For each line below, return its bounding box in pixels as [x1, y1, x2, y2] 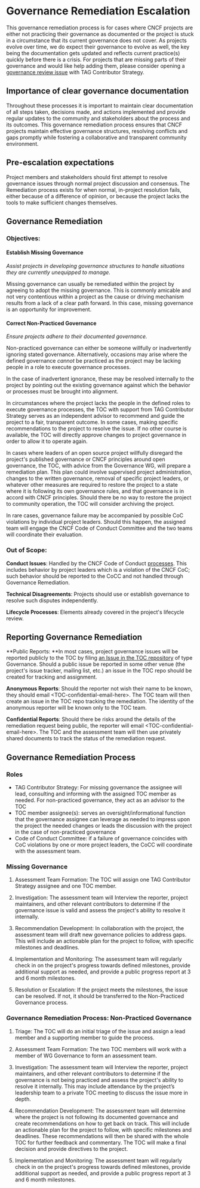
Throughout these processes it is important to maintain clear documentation [6, 102, 193, 109]
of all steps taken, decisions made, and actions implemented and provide [6, 108, 186, 115]
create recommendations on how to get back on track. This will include [14, 1120, 190, 1127]
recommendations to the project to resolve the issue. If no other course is [6, 425, 187, 432]
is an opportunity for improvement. [6, 306, 92, 313]
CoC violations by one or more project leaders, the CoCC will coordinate [14, 841, 193, 849]
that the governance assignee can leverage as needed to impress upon [14, 816, 190, 823]
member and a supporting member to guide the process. [14, 1034, 155, 1041]
